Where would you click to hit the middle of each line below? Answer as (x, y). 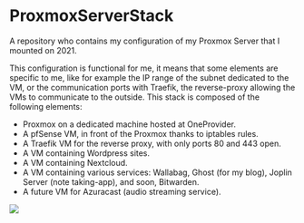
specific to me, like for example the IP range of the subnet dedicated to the (149, 77)
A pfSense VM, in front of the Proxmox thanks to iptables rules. (140, 133)
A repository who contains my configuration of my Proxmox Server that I (145, 41)
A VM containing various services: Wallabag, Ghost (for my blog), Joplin (157, 172)
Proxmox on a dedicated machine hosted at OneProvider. (129, 124)
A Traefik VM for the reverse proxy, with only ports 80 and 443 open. (152, 143)
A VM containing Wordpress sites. (86, 153)
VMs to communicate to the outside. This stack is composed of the (135, 97)
